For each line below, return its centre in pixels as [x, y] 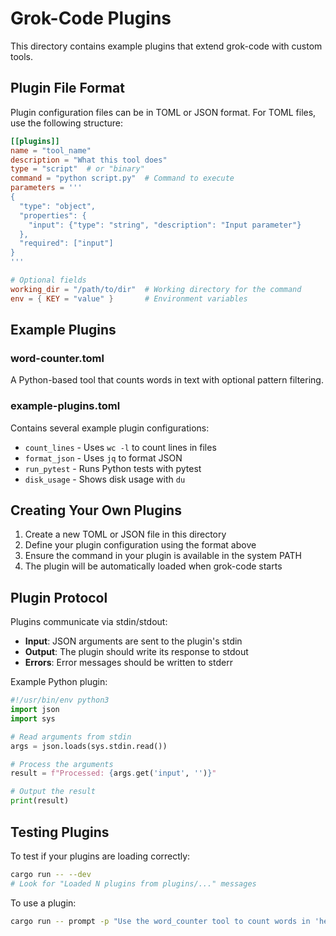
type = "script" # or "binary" [77, 169]
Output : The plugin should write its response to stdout [136, 652]
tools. [22, 56]
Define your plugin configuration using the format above [140, 545]
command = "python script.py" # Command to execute [122, 178]
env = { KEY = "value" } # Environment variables [129, 298]
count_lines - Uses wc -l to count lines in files [120, 447]
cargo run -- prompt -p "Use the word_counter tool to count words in [160, 921]
